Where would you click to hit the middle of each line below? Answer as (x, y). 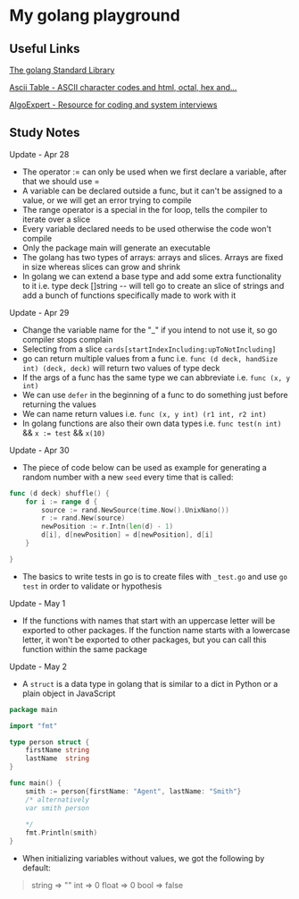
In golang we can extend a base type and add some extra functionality (152, 276)
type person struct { (50, 742)
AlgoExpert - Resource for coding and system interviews (113, 105)
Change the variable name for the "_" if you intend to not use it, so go (149, 330)
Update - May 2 (38, 666)
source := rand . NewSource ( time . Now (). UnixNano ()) (135, 510)
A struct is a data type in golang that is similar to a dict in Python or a (150, 683)
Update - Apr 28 (39, 154)
